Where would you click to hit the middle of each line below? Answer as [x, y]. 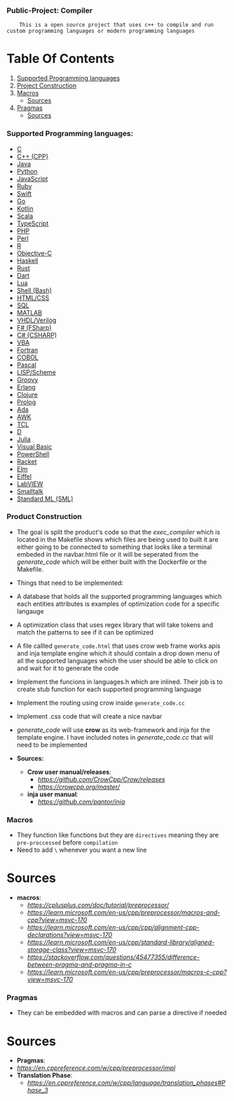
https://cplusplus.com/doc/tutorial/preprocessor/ [98, 905]
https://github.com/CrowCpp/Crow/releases [101, 779]
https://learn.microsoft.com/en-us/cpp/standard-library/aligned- [121, 942]
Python [27, 171]
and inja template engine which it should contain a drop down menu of [118, 653]
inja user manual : [53, 794]
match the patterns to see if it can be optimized [85, 632]
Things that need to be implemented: [70, 583]
